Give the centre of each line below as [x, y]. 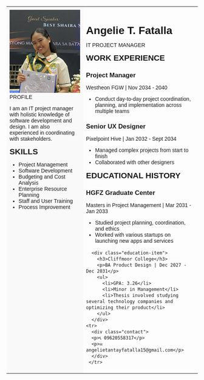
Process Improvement [44, 207]
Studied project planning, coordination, [140, 222]
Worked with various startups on [133, 235]
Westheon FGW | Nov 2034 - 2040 [127, 87]
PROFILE [21, 97]
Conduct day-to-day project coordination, [143, 99]
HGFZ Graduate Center [121, 193]
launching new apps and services [134, 241]
